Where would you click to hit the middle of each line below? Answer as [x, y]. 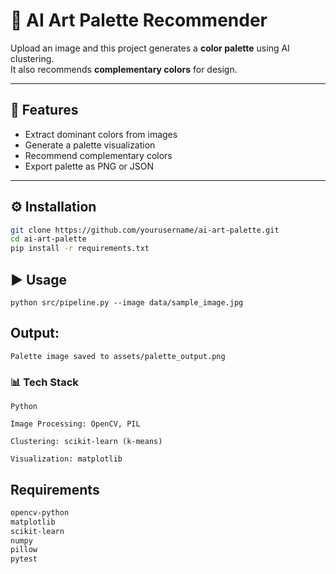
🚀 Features [44, 110]
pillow [24, 550]
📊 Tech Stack [44, 382]
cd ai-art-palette [48, 239]
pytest [24, 559]
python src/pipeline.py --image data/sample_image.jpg [127, 303]
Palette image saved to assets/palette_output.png [118, 356]
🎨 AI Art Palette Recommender [139, 20]
